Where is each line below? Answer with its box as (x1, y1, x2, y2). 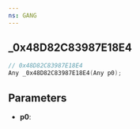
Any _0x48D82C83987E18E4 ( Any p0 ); (8, 69, 123, 78)
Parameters (8, 91, 67, 104)
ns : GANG (8, 11, 37, 20)
